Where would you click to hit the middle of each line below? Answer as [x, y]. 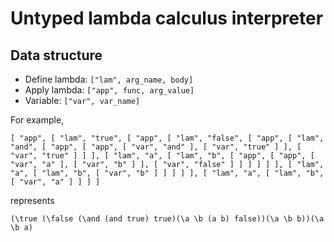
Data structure [56, 55]
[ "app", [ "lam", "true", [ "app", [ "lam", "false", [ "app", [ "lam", [167, 138]
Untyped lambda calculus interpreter [167, 18]
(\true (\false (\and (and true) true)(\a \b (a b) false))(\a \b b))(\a [167, 219]
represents [32, 200]
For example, [37, 120]
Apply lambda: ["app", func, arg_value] [109, 90]
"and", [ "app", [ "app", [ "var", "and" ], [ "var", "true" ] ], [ [156, 147]
